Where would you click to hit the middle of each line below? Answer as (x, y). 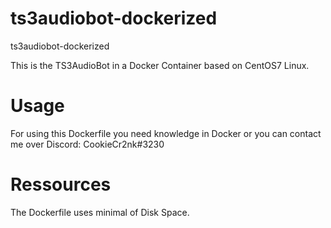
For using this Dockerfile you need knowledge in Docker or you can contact (166, 133)
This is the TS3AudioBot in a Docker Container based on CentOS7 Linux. (160, 65)
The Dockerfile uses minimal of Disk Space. (100, 212)
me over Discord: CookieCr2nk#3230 (87, 144)
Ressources (61, 184)
